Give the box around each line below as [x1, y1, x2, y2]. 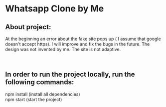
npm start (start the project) [5, 96, 62, 102]
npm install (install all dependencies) [5, 91, 81, 97]
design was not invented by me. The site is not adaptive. [5, 47, 121, 52]
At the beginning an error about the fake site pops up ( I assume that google [5, 36, 161, 42]
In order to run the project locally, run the [5, 70, 135, 79]
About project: [5, 23, 51, 31]
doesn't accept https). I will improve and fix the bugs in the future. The [5, 41, 150, 47]
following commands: [5, 78, 74, 87]
